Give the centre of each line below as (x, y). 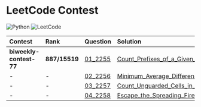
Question (98, 41)
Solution (129, 41)
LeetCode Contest (52, 10)
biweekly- (25, 51)
